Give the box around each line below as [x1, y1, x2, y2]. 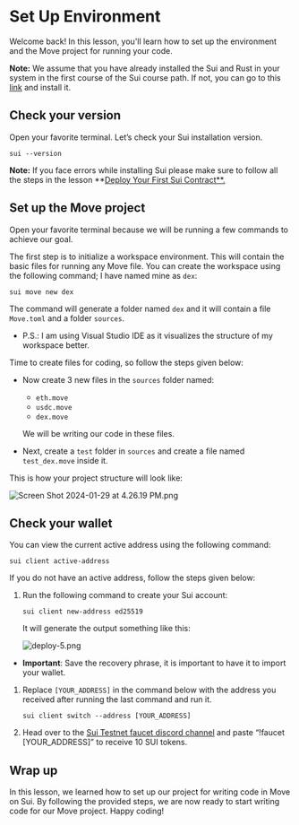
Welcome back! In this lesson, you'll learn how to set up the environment [9, 36, 278, 47]
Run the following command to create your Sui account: [21, 590, 228, 601]
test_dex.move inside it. [21, 455, 108, 465]
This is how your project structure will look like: [9, 473, 184, 483]
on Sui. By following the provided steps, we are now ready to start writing [9, 796, 280, 807]
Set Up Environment [9, 6, 161, 27]
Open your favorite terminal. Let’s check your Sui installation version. [9, 132, 263, 143]
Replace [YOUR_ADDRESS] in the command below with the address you [21, 684, 277, 696]
